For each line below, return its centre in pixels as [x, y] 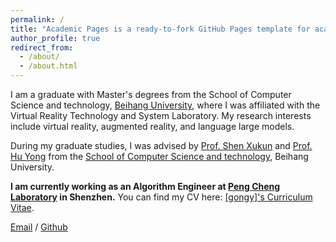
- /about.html [48, 66]
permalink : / [37, 19]
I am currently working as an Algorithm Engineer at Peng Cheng [145, 186]
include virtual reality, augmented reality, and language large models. [152, 126]
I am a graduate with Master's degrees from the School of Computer [151, 94]
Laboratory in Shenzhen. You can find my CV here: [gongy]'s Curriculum [161, 197]
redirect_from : [42, 47]
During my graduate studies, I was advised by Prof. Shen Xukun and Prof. [161, 145]
